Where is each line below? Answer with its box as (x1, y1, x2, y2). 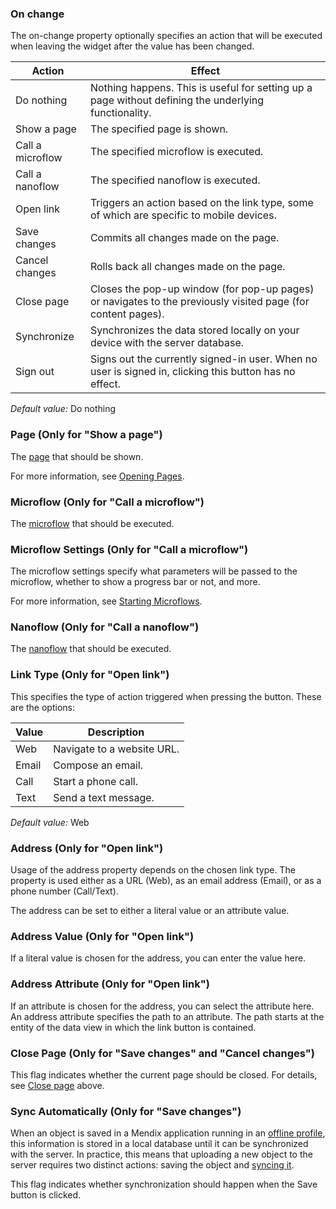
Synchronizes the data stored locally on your (89, 323, 300, 337)
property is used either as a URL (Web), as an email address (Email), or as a (10, 875, 322, 887)
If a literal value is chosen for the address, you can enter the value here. (10, 952, 307, 964)
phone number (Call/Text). (10, 885, 119, 897)
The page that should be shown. (10, 450, 144, 462)
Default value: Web (10, 816, 90, 828)
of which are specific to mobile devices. (89, 208, 277, 222)
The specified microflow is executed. (89, 145, 264, 159)
